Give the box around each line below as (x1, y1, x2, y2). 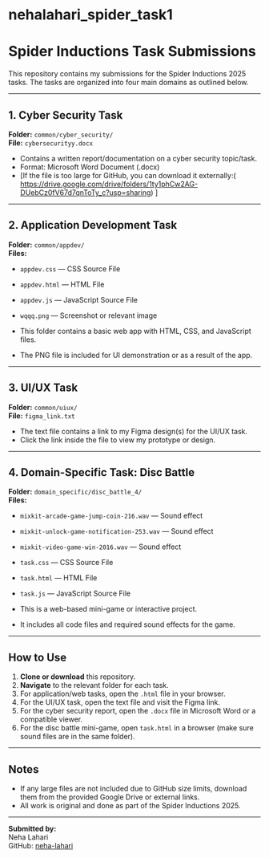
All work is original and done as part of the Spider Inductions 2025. (19, 801, 242, 810)
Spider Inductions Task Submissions (8, 43, 256, 61)
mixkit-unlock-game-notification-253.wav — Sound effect (19, 527, 214, 536)
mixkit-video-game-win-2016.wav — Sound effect (19, 542, 182, 551)
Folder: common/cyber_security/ (8, 129, 114, 139)
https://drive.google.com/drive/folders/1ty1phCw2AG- (19, 179, 199, 189)
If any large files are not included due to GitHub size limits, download (19, 784, 247, 793)
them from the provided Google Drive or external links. (19, 792, 200, 802)
